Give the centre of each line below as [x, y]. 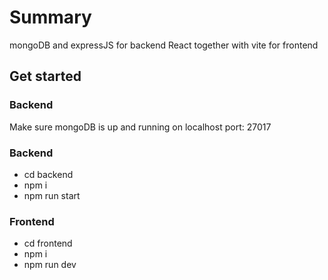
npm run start [52, 195]
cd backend [48, 174]
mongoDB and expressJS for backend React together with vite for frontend [164, 45]
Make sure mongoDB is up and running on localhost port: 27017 [140, 127]
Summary [50, 17]
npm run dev [50, 265]
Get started [45, 76]
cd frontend [48, 243]
